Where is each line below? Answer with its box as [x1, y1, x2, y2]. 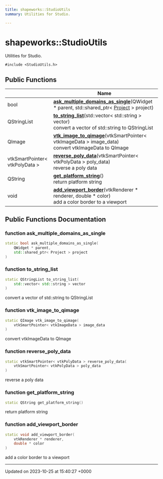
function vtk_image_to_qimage [5, 307, 80, 314]
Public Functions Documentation [5, 215, 106, 223]
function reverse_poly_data [5, 348, 71, 355]
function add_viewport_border [5, 421, 79, 428]
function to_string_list [5, 266, 58, 273]
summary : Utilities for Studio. [5, 12, 70, 17]
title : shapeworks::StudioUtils [5, 7, 70, 12]
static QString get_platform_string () [5, 400, 83, 405]
